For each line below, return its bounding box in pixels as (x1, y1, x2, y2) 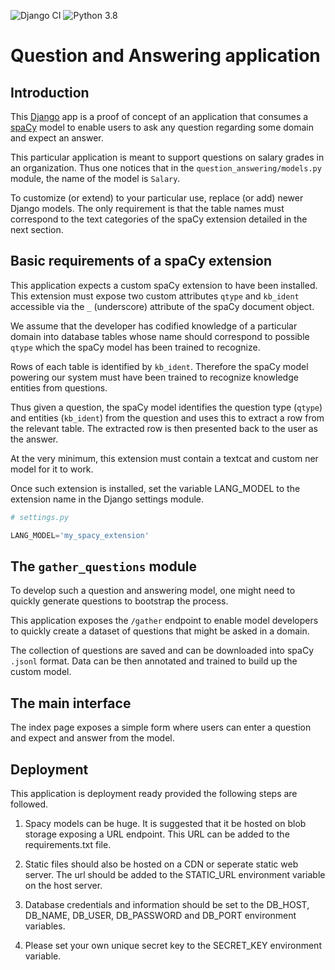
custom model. (10, 666, 72, 678)
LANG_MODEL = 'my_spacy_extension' (10, 530, 150, 540)
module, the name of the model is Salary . (10, 173, 181, 184)
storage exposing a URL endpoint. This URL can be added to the (24, 828, 290, 840)
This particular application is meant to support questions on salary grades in (10, 151, 325, 163)
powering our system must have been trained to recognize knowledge (10, 371, 299, 383)
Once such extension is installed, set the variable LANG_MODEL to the (10, 482, 301, 494)
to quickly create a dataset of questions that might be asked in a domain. (10, 625, 310, 637)
